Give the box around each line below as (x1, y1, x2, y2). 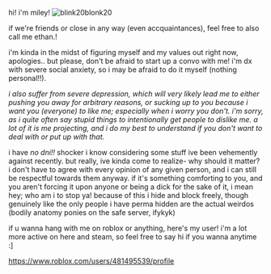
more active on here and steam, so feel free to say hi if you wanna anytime (8, 232, 257, 242)
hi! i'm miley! (8, 8, 51, 17)
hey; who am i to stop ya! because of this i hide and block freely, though (8, 191, 249, 200)
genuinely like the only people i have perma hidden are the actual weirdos (8, 199, 255, 209)
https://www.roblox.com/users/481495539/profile (8, 256, 175, 266)
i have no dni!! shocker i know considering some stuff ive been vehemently (8, 148, 258, 157)
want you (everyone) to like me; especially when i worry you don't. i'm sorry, (8, 106, 264, 116)
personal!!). (8, 74, 47, 82)
